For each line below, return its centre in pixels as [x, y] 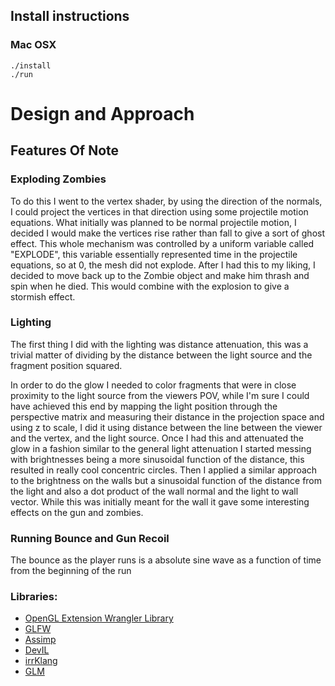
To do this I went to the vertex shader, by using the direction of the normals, [166, 201]
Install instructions [70, 16]
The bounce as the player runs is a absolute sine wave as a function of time [166, 560]
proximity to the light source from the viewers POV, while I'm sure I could [160, 395]
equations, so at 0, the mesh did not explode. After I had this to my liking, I [163, 265]
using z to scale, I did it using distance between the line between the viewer [166, 427]
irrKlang [41, 661]
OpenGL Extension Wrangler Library [99, 618]
